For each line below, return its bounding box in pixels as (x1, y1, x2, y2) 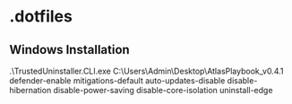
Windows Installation (9, 42, 130, 57)
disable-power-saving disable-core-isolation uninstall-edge (53, 85, 273, 95)
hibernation (9, 85, 52, 95)
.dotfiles (9, 6, 73, 27)
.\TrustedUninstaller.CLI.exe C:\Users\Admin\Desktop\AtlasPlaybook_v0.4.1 (9, 65, 284, 76)
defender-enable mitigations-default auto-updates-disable (9, 75, 226, 86)
